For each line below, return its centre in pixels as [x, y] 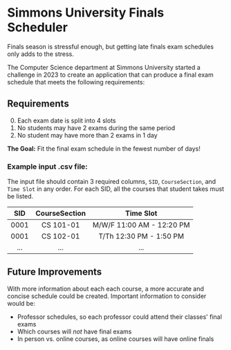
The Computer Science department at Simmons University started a [104, 67]
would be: [21, 303]
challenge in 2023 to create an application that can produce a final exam [110, 75]
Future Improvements [55, 272]
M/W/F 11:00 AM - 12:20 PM [141, 225]
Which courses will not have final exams [74, 331]
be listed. [20, 196]
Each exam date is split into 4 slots [66, 120]
